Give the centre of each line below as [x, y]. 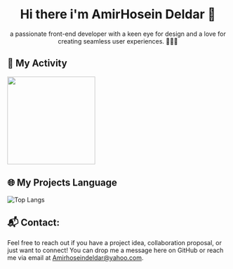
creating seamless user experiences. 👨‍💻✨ [118, 41]
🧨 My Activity [38, 64]
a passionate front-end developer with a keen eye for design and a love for [118, 34]
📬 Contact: [33, 222]
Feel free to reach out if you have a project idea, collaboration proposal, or [115, 243]
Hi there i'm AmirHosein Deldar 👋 [118, 14]
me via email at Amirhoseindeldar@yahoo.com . [75, 258]
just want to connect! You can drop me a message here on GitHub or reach [115, 250]
